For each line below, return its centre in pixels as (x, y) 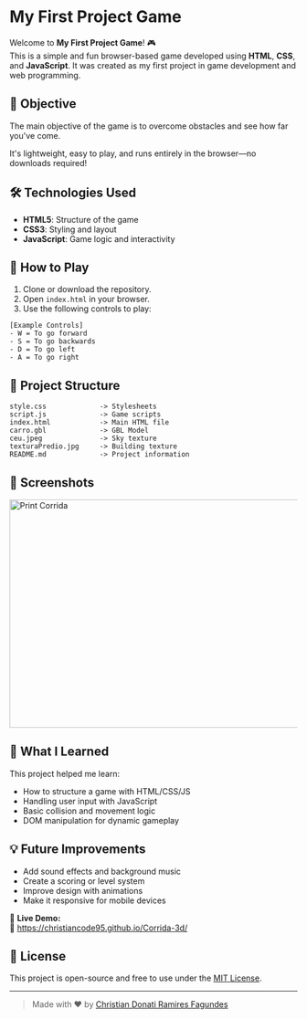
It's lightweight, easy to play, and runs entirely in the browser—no (133, 153)
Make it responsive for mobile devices (94, 900)
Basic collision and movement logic (89, 811)
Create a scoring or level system (84, 881)
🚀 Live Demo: (35, 918)
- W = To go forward (49, 334)
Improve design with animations (83, 890)
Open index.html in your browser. (86, 299)
